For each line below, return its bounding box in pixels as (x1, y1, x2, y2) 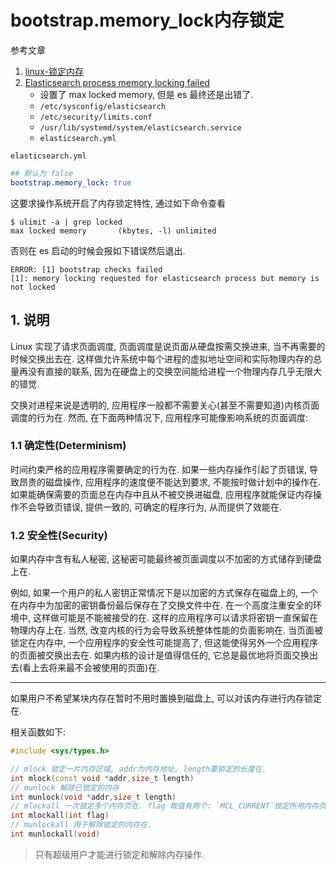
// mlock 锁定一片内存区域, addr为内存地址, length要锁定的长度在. (10, 764, 267, 774)
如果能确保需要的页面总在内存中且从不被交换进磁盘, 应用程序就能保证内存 (10, 488, 313, 500)
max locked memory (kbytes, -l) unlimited (10, 226, 217, 236)
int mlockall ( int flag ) (10, 811, 110, 821)
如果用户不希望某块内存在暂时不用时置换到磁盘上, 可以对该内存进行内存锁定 (10, 692, 322, 705)
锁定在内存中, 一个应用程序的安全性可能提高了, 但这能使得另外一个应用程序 (10, 637, 318, 649)
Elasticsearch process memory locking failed (24, 76, 210, 88)
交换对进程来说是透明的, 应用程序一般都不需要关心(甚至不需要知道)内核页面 (10, 399, 320, 411)
